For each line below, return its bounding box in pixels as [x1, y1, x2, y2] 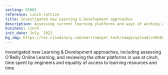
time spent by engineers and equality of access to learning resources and [5, 59, 157, 65]
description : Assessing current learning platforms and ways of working [5, 21, 160, 26]
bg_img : [5, 35, 21, 40]
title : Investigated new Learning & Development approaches [5, 16, 133, 21]
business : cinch [5, 26, 39, 31]
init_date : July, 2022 [5, 30, 52, 35]
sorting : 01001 [5, 7, 37, 12]
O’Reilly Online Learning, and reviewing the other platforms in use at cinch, [5, 54, 159, 60]
